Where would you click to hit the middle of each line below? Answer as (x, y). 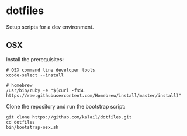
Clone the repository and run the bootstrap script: (66, 106)
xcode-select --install (35, 75)
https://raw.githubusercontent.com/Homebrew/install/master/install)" (94, 95)
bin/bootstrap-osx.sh (32, 127)
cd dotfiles (20, 122)
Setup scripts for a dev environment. (50, 27)
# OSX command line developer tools (51, 70)
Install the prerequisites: (35, 59)
